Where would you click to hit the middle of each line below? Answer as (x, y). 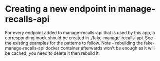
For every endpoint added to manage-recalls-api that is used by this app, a (80, 32)
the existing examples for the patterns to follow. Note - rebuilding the (74, 43)
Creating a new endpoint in (61, 9)
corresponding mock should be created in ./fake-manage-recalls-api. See (79, 38)
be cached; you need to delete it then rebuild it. (53, 53)
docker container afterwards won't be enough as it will (100, 48)
